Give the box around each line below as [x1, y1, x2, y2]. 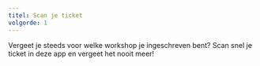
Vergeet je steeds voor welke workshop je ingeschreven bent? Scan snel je [8, 40, 253, 49]
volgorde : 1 [8, 19, 47, 27]
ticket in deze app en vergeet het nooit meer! [8, 49, 155, 58]
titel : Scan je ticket [8, 11, 83, 20]
